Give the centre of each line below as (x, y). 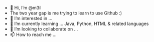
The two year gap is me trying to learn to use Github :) (66, 13)
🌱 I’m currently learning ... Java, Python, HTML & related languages (79, 23)
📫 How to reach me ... (33, 34)
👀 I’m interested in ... (31, 18)
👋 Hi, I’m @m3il (26, 8)
